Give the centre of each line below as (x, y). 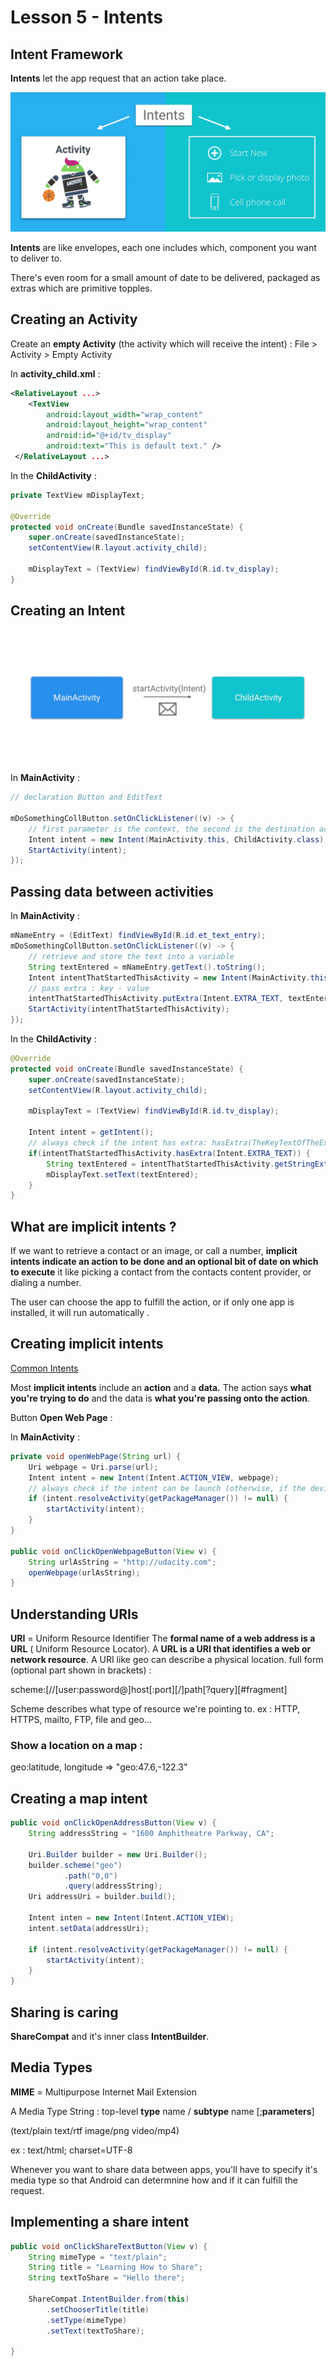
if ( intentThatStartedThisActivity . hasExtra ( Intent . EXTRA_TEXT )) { (169, 1153)
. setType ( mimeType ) (87, 2320)
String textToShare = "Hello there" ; (107, 2278)
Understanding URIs (74, 1614)
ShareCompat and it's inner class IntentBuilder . (110, 2037)
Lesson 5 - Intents (87, 17)
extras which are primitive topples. (81, 288)
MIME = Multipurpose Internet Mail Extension (103, 2092)
